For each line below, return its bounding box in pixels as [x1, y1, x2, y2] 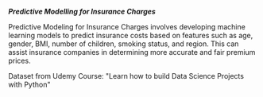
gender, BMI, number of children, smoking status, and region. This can [8, 39, 239, 48]
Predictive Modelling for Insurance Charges [8, 7, 157, 16]
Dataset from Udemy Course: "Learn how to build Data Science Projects [8, 72, 245, 80]
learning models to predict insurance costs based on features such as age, [8, 31, 253, 40]
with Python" [8, 80, 51, 89]
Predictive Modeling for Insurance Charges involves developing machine [8, 22, 246, 31]
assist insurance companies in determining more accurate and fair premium [8, 48, 256, 56]
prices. [8, 56, 31, 65]
